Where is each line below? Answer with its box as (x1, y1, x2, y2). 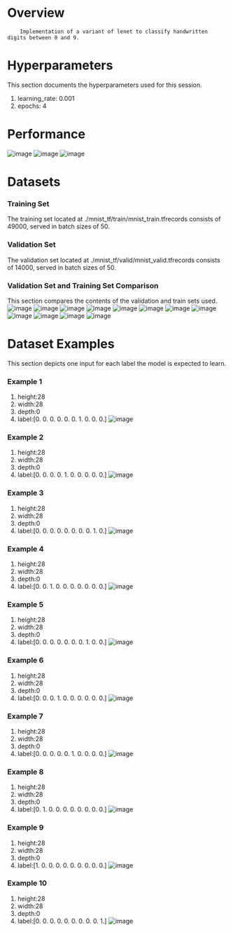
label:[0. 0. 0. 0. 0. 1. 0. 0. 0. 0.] (17, 749, 107, 758)
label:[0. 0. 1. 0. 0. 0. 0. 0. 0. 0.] (17, 582, 107, 591)
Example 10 (7, 878, 48, 888)
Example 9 (7, 823, 44, 832)
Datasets (7, 174, 61, 190)
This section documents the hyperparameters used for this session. (7, 81, 203, 89)
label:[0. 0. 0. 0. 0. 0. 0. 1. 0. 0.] (17, 638, 107, 646)
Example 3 (7, 488, 44, 498)
